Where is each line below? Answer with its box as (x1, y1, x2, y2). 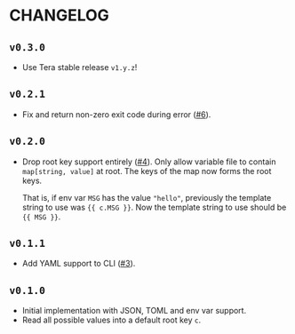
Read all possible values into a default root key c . (21, 314, 202, 325)
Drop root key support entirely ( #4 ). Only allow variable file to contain (21, 156, 276, 167)
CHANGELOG (9, 5, 109, 26)
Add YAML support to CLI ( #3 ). (21, 258, 136, 269)
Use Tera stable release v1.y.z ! (21, 62, 138, 72)
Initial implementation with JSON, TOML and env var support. (21, 306, 247, 316)
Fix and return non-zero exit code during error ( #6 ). (21, 108, 211, 120)
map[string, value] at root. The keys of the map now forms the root (21, 165, 272, 176)
